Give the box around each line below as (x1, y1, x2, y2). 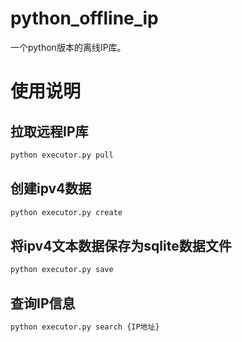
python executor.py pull (10, 150, 114, 160)
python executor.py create (10, 207, 123, 217)
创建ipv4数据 (10, 180, 92, 197)
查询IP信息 (10, 295, 76, 312)
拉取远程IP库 (10, 123, 89, 140)
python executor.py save (10, 265, 114, 275)
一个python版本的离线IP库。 (10, 41, 127, 53)
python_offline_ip (10, 7, 159, 30)
